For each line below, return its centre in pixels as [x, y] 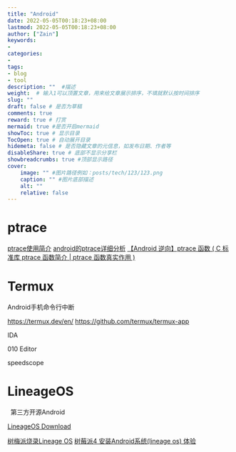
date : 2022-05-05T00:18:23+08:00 [57, 21]
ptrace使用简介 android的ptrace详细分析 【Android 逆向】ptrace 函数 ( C [114, 248]
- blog [17, 73]
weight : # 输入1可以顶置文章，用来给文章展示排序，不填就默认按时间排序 [103, 93]
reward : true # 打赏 [37, 120]
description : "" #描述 [42, 87]
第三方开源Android [38, 412]
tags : [15, 67]
